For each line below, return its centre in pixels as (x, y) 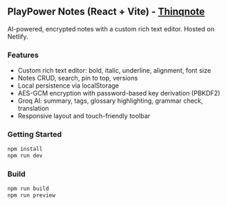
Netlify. (18, 36)
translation (33, 108)
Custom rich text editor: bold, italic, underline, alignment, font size (114, 71)
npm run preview (31, 195)
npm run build (28, 189)
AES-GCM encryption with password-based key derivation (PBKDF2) (119, 93)
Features (23, 55)
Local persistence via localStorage (68, 86)
